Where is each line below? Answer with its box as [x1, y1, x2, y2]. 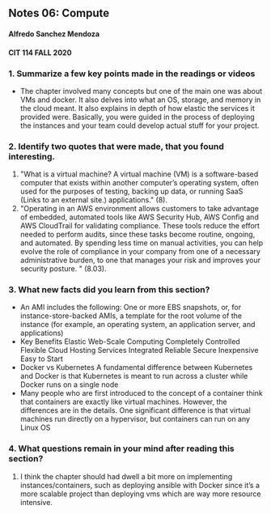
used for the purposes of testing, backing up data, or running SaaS [19, 186, 243, 197]
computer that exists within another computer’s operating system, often [19, 178, 259, 188]
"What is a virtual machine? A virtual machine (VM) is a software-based [19, 169, 259, 179]
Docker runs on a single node [19, 380, 119, 389]
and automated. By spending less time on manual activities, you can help [19, 238, 264, 248]
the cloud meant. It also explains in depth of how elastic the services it [19, 103, 255, 113]
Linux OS [19, 423, 51, 432]
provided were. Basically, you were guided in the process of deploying [19, 112, 255, 121]
